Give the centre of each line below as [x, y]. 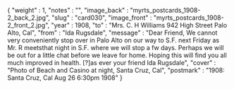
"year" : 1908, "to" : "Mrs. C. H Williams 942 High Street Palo [139, 25]
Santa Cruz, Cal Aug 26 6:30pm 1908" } [65, 78]
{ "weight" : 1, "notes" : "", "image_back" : [68, 10]
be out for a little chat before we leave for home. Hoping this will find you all [117, 55]
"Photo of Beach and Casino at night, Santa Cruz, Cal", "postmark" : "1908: [116, 70]
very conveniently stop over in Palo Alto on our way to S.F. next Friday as [113, 40]
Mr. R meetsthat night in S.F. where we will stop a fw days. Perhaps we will [116, 48]
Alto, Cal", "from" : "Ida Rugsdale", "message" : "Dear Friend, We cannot [112, 32]
